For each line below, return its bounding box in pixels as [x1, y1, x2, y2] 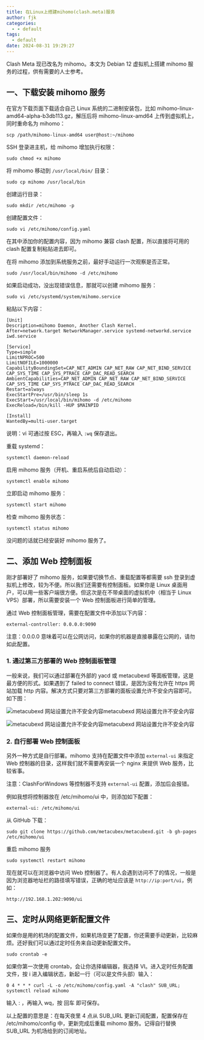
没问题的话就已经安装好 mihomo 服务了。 [6, 536, 109, 544]
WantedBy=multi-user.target [6, 418, 78, 424]
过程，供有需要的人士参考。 [16, 67, 86, 75]
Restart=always [6, 386, 45, 392]
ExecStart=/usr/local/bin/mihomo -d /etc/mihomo [6, 397, 132, 403]
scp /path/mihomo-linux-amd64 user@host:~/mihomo [6, 132, 135, 138]
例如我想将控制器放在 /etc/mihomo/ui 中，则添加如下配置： [6, 793, 154, 801]
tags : [6, 32, 20, 38]
